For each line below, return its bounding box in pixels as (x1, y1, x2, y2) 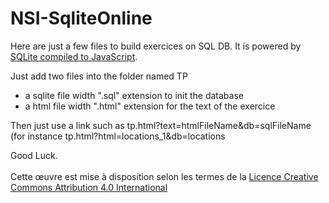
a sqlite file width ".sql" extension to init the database (24, 89, 244, 101)
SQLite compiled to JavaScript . (10, 50, 138, 62)
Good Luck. (10, 149, 58, 161)
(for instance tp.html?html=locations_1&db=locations (10, 130, 226, 142)
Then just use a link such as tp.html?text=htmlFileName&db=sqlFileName (10, 119, 312, 131)
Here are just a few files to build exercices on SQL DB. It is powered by (10, 40, 302, 52)
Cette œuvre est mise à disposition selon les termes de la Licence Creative (10, 170, 319, 182)
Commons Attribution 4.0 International (10, 181, 168, 193)
